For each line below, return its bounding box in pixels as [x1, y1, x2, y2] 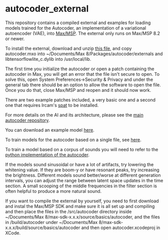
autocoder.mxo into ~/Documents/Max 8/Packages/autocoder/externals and [5, 51, 163, 57]
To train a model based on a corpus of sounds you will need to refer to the [5, 146, 158, 152]
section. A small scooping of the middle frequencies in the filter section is [5, 183, 157, 189]
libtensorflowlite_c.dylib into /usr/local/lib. [5, 56, 91, 62]
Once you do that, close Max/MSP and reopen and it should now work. [5, 87, 151, 93]
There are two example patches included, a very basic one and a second [5, 96, 156, 103]
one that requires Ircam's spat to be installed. [5, 102, 99, 108]
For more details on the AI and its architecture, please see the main [5, 111, 144, 118]
